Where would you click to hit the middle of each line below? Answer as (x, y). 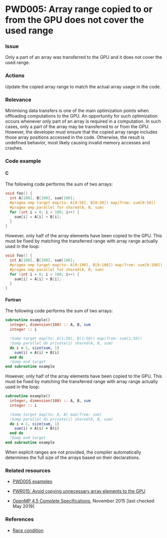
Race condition (28, 530)
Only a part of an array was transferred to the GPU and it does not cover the (84, 57)
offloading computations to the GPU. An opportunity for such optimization (81, 116)
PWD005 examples (32, 482)
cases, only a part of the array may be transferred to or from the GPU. (77, 127)
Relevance (18, 100)
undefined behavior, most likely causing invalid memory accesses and (78, 143)
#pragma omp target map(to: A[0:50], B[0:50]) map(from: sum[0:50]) (83, 203)
